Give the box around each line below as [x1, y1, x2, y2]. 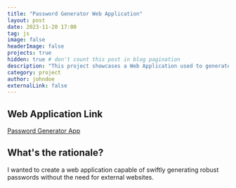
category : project [7, 69, 61, 76]
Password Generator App [7, 127, 81, 135]
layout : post [7, 17, 46, 24]
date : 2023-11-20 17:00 [7, 23, 77, 30]
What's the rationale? [7, 147, 104, 159]
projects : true [7, 50, 52, 57]
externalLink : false [7, 82, 68, 89]
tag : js [7, 29, 30, 37]
